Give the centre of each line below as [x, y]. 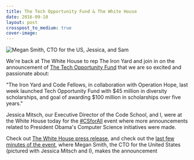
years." [15, 103]
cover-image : [22, 33]
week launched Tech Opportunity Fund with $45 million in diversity [87, 91]
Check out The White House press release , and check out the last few [90, 138]
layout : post [22, 22]
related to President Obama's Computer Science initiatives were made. [91, 127]
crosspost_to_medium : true [39, 28]
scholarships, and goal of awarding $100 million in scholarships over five [93, 98]
